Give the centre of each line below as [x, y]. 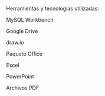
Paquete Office [24, 54]
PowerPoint [20, 76]
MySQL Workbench [30, 20]
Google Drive [22, 31]
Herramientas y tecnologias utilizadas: [52, 8]
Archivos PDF [23, 88]
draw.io [15, 42]
